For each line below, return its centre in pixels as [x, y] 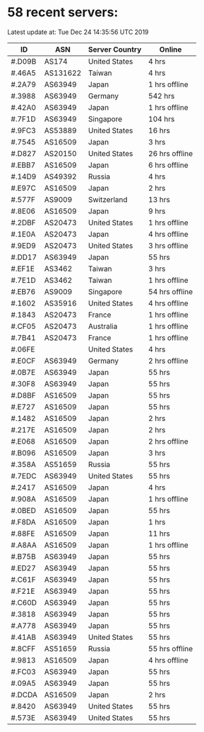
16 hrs [159, 130]
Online [170, 49]
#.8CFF [23, 648]
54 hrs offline [170, 291]
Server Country [115, 49]
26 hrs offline [170, 153]
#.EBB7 [23, 165]
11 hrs [159, 534]
